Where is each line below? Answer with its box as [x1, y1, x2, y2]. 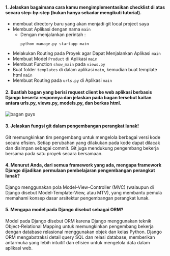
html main [12, 72, 33, 78]
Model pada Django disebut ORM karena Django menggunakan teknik [5, 218, 152, 224]
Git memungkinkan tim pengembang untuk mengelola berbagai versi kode [5, 134, 161, 140]
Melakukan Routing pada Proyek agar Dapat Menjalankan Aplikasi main [12, 50, 161, 56]
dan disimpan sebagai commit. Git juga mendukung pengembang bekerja [5, 145, 159, 151]
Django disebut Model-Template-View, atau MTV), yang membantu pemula [5, 189, 162, 195]
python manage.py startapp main [20, 41, 89, 47]
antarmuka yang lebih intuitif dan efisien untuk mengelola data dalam [5, 240, 150, 246]
